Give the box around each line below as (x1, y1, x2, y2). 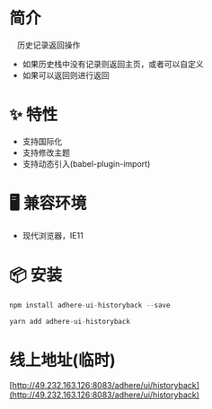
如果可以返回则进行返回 (22, 69, 110, 81)
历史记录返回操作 (17, 39, 81, 50)
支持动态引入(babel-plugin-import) (22, 158, 151, 169)
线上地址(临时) (9, 350, 117, 370)
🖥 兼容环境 (9, 194, 87, 213)
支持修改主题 (22, 147, 70, 158)
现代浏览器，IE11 (22, 230, 84, 240)
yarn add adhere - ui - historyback (9, 317, 130, 326)
